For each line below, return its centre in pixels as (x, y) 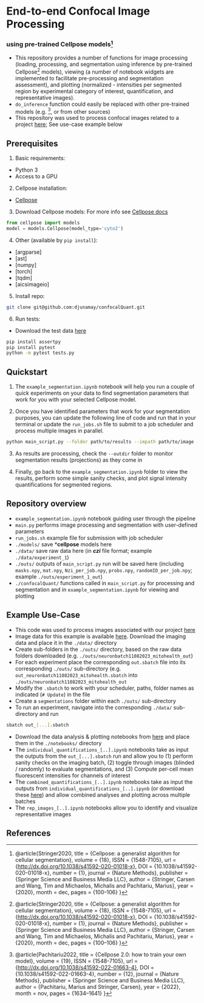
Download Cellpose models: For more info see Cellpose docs (91, 212)
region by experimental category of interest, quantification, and (94, 91)
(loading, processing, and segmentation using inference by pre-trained (104, 64)
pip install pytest (31, 347)
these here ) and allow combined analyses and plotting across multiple (103, 794)
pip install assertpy (34, 342)
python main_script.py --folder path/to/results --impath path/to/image (100, 442)
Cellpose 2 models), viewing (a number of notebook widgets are (94, 71)
